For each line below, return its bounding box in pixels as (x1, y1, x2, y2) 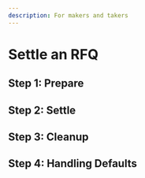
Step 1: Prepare (8, 76, 84, 91)
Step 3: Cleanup (8, 130, 89, 143)
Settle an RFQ (8, 45, 99, 63)
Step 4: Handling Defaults (8, 157, 138, 170)
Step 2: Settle (8, 103, 76, 117)
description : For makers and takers (8, 11, 128, 20)
